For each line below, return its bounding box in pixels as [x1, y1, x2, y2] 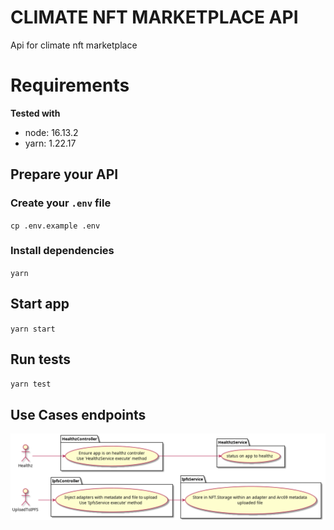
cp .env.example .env [10, 221, 101, 231]
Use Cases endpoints [10, 406, 147, 423]
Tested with [10, 107, 61, 119]
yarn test [10, 379, 52, 390]
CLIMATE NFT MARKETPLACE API [10, 6, 299, 29]
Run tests [10, 351, 71, 368]
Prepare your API [10, 166, 119, 183]
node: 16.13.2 [24, 126, 79, 138]
